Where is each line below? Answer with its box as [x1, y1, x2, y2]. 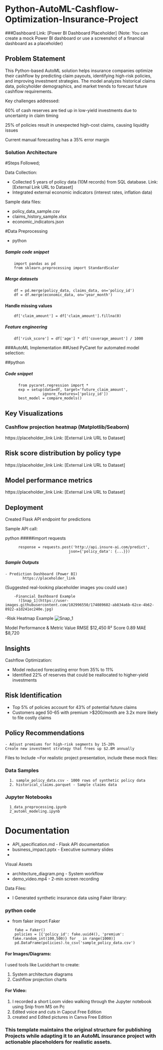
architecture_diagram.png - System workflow [12, 871, 104, 877]
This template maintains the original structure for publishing [5, 1026, 152, 1033]
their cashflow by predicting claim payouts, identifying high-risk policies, [5, 72, 152, 79]
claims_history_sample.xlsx [12, 214, 67, 220]
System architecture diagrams [12, 971, 73, 977]
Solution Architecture [5, 149, 57, 156]
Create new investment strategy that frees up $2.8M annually [5, 746, 135, 751]
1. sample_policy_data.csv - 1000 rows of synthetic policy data [9, 778, 146, 783]
